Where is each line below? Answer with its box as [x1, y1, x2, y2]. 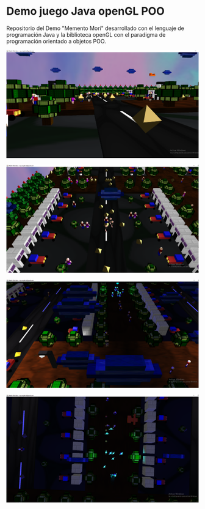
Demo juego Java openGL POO [6, 4, 165, 18]
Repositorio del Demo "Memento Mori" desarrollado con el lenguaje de [6, 24, 185, 32]
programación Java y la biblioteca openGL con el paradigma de [6, 31, 166, 38]
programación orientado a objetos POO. [6, 37, 107, 45]
